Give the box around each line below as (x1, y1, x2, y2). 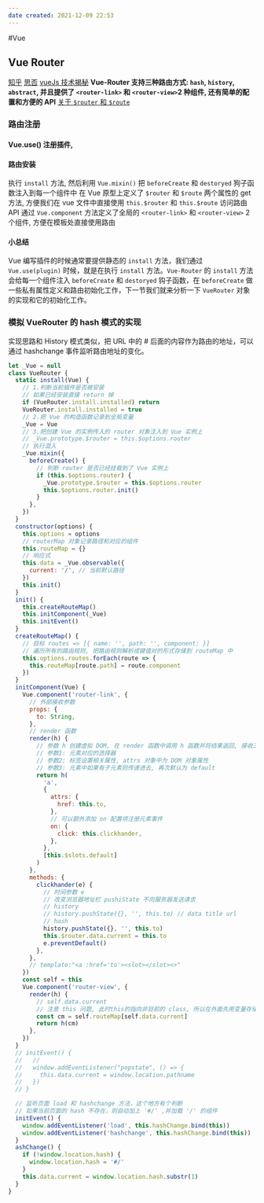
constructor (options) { (15, 522, 93, 531)
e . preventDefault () (42, 939, 108, 947)
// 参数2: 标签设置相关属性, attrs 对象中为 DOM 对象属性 (36, 756, 209, 764)
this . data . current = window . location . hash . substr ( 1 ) (22, 1172, 199, 1180)
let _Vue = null (8, 362, 61, 370)
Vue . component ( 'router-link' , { (22, 691, 128, 699)
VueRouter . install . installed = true (22, 406, 143, 414)
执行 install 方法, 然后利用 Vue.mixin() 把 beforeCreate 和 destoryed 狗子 (8, 178, 247, 188)
